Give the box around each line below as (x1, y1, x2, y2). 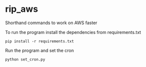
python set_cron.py (5, 57, 46, 62)
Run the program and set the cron (5, 47, 74, 53)
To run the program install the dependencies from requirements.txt (5, 29, 141, 35)
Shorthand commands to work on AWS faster (5, 20, 97, 26)
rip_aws (5, 3, 38, 15)
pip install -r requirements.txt (5, 38, 74, 44)
